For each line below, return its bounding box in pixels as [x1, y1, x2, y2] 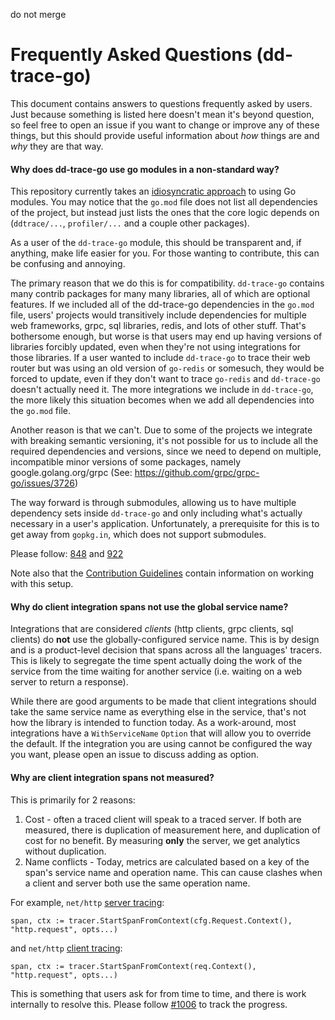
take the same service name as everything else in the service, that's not [10, 706, 307, 718]
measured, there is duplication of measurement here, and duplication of [24, 824, 321, 836]
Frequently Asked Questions [10, 44, 253, 66]
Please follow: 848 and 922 [10, 548, 124, 560]
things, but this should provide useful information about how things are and [10, 129, 320, 141]
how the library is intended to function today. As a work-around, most [10, 717, 297, 729]
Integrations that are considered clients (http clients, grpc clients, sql [10, 623, 294, 635]
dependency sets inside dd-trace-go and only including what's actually [10, 507, 303, 519]
